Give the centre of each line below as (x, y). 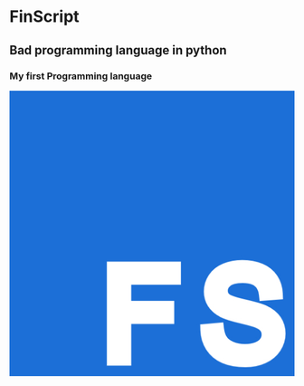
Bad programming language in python (119, 50)
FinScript (44, 17)
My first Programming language (81, 76)
